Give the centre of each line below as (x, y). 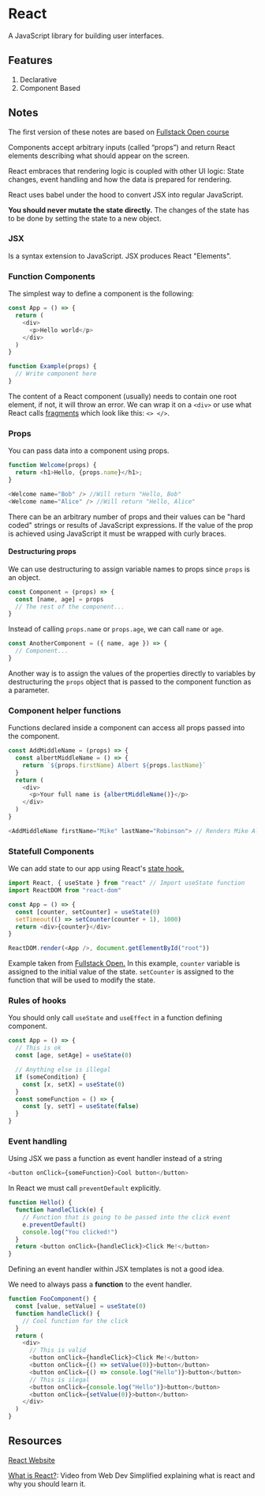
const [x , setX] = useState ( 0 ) (74, 1084)
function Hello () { (40, 1203)
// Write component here (56, 374)
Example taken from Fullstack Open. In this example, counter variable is (124, 963)
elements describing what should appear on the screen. (99, 156)
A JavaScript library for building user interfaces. (86, 36)
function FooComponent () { (52, 1299)
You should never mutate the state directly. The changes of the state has (129, 209)
